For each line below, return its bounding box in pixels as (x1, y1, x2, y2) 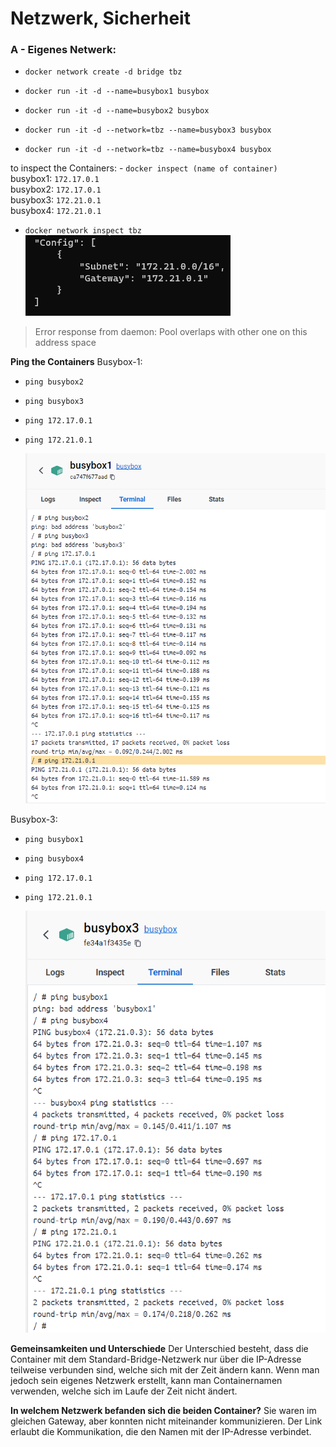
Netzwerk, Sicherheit (10, 7, 191, 30)
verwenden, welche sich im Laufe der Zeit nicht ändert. (10, 1385, 238, 1397)
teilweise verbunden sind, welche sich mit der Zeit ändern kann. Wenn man (10, 1363, 320, 1376)
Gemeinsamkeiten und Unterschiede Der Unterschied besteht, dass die (10, 1342, 309, 1354)
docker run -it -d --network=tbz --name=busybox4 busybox (24, 145, 272, 155)
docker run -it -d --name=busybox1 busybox (24, 87, 210, 97)
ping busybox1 (24, 834, 84, 844)
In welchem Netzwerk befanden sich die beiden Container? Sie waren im (10, 1404, 317, 1416)
